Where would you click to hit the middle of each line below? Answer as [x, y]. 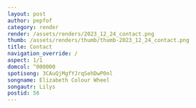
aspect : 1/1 [25, 60]
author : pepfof [30, 21]
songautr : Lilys [31, 87]
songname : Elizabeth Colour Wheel [59, 80]
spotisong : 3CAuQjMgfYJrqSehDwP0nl [60, 73]
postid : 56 [24, 93]
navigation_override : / [43, 54]
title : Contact [30, 47]
